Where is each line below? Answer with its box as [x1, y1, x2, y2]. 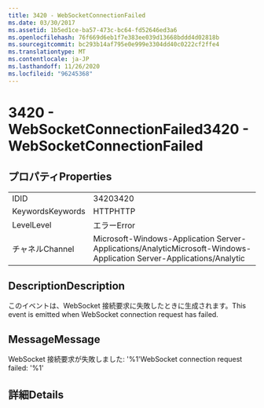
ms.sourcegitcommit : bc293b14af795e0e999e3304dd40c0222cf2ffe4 [8, 41, 220, 49]
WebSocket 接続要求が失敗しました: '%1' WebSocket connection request [8, 355, 243, 364]
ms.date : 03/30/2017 [8, 19, 76, 27]
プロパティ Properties [8, 170, 112, 184]
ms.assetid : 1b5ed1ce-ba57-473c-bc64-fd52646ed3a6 [8, 26, 178, 34]
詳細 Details [8, 388, 64, 401]
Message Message [8, 333, 101, 346]
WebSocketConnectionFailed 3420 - [8, 120, 249, 138]
